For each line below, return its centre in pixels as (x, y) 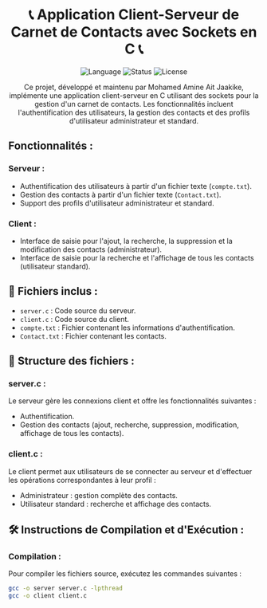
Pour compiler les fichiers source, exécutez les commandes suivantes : (125, 574)
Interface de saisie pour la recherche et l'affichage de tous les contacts (137, 257)
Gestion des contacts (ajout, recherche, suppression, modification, (129, 425)
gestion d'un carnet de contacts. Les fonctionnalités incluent (134, 104)
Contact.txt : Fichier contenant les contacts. (93, 335)
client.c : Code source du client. (75, 319)
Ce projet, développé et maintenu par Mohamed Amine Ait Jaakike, (134, 87)
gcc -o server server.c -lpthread (66, 588)
